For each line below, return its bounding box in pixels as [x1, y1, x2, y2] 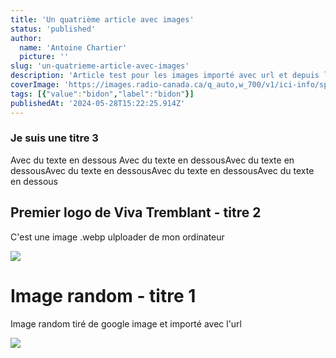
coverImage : [10, 80, 60, 90]
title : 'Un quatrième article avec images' [10, 14, 195, 25]
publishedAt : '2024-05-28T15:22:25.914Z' [10, 98, 186, 108]
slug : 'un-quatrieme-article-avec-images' [10, 61, 190, 71]
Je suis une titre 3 [10, 131, 99, 145]
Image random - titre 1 [10, 284, 197, 307]
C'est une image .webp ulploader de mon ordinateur [10, 231, 225, 243]
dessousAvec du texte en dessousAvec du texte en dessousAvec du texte [10, 164, 315, 176]
